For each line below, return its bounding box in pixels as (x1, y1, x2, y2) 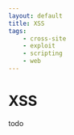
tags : (8, 27, 27, 35)
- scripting (23, 49, 63, 57)
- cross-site (23, 34, 67, 43)
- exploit (23, 42, 56, 50)
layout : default (8, 11, 63, 20)
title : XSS (8, 19, 45, 27)
